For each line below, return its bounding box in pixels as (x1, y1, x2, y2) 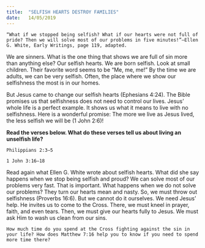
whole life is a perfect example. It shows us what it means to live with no (6, 103, 188, 111)
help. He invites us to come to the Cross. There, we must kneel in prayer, (6, 201, 190, 208)
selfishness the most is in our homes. (6, 79, 100, 86)
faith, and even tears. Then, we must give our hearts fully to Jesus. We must (6, 208, 199, 215)
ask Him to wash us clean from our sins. (6, 214, 108, 221)
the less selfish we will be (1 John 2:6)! (6, 117, 104, 124)
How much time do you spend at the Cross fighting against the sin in (6, 226, 190, 232)
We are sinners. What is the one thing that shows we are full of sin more (6, 53, 188, 60)
